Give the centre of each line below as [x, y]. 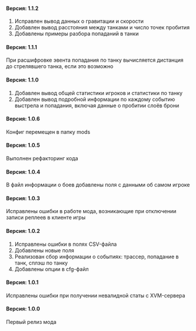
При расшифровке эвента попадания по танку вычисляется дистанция [95, 60]
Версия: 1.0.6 [23, 119]
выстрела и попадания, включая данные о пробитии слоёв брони [97, 105]
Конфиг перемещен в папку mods [48, 131]
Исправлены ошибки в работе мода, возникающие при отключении [91, 211]
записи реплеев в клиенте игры [46, 218]
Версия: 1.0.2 [23, 231]
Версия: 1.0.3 [23, 198]
